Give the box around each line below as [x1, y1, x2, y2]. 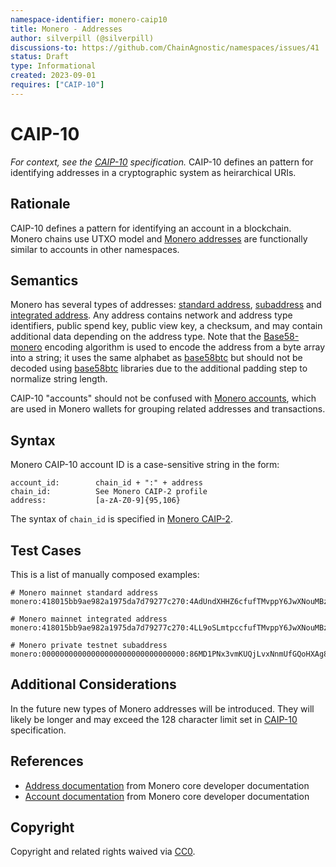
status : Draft [10, 52, 70, 62]
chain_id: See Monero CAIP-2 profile [10, 487, 208, 497]
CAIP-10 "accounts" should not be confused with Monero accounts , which [10, 392, 317, 405]
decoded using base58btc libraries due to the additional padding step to [10, 362, 308, 375]
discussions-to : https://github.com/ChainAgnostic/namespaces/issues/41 [10, 42, 320, 53]
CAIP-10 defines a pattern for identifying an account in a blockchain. [10, 222, 292, 234]
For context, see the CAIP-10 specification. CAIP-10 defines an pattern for [10, 156, 314, 168]
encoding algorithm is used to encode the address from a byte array [44, 341, 326, 353]
